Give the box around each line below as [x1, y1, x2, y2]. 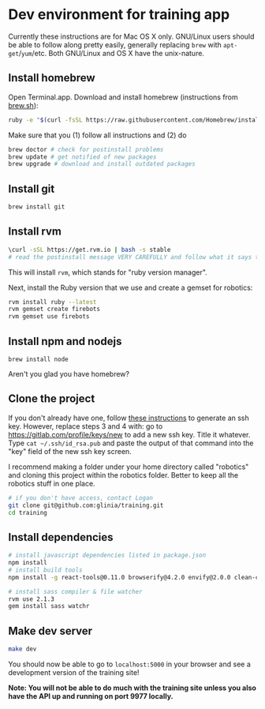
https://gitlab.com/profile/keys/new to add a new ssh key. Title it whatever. [8, 430, 251, 439]
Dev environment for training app [8, 6, 230, 24]
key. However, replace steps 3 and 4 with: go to [8, 421, 163, 431]
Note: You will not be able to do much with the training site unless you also [8, 683, 256, 692]
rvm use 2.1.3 [8, 595, 55, 603]
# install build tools [8, 566, 83, 574]
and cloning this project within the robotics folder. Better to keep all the [8, 470, 239, 479]
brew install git [8, 203, 65, 211]
